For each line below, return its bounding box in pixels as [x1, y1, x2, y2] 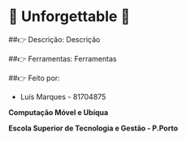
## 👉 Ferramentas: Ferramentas [8, 53, 117, 63]
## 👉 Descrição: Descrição [8, 34, 101, 44]
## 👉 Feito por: [8, 73, 61, 83]
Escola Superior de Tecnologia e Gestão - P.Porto [8, 123, 179, 133]
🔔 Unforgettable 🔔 [8, 7, 131, 26]
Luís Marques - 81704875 [19, 92, 106, 101]
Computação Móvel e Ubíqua [8, 107, 109, 117]
